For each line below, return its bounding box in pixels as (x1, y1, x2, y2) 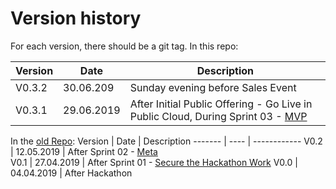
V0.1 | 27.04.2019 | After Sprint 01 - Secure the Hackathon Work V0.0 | (10, 156, 298, 168)
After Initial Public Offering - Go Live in (129, 97, 313, 111)
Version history (10, 7, 142, 30)
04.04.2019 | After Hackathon (10, 167, 133, 179)
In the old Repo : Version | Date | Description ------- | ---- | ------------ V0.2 (10, 135, 323, 147)
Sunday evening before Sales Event (129, 80, 297, 94)
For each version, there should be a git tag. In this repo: (10, 40, 239, 52)
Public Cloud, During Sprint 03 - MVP (129, 109, 308, 123)
